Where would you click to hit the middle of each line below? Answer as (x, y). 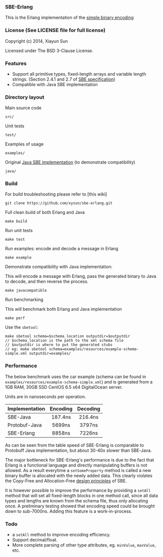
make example (18, 258)
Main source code (23, 108)
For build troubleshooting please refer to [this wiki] (56, 194)
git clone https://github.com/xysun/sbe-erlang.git (59, 203)
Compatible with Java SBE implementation (55, 84)
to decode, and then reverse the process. (47, 282)
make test (15, 239)
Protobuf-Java (25, 425)
